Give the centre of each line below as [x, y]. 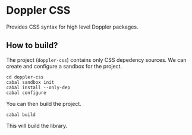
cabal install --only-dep [38, 87]
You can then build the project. [44, 103]
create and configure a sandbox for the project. [64, 66]
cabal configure [26, 93]
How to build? [32, 45]
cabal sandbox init [30, 82]
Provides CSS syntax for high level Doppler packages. [72, 27]
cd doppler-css [25, 77]
